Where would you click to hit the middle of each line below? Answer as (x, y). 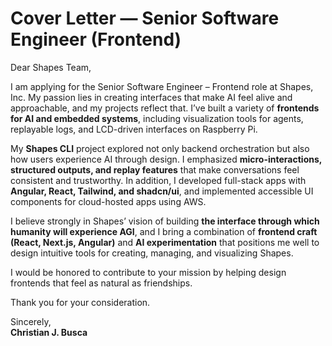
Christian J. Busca (49, 332)
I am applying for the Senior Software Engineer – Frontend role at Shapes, (162, 86)
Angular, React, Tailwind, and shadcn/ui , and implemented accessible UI (162, 191)
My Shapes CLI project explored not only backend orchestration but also (160, 148)
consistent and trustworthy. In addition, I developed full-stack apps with (158, 180)
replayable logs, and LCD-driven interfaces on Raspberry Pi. (134, 129)
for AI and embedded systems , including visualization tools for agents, (157, 118)
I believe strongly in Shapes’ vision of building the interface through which (165, 221)
